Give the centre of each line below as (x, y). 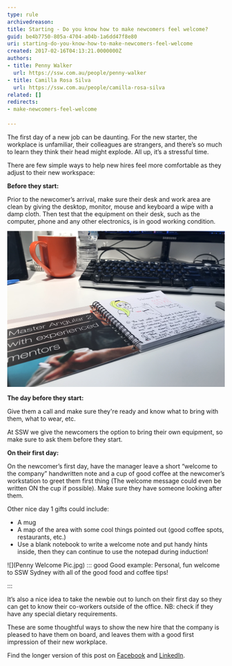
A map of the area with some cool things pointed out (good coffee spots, (120, 529)
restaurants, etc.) (42, 537)
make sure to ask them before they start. (65, 439)
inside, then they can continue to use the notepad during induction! (113, 551)
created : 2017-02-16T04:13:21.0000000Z (65, 51)
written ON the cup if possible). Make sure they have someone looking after (115, 488)
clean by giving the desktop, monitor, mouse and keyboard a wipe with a (110, 207)
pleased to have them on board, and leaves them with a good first (101, 634)
